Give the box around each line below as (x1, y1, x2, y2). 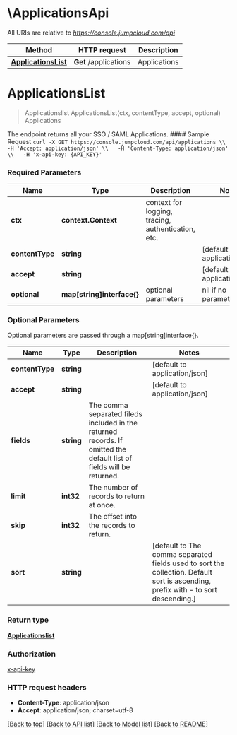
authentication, (145, 224, 195, 234)
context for (145, 198, 182, 208)
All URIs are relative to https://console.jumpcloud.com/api (7, 28, 175, 37)
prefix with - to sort (152, 585, 217, 595)
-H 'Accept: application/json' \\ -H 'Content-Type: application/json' (7, 145, 229, 152)
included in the (88, 418, 138, 428)
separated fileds (88, 409, 142, 419)
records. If (88, 436, 123, 446)
